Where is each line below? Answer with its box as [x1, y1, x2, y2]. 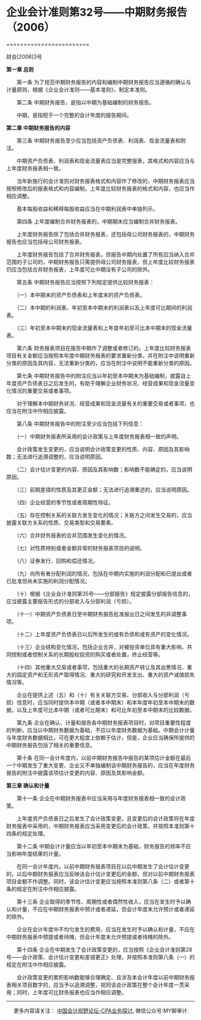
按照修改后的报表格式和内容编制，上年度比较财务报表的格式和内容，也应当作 [6, 185, 195, 192]
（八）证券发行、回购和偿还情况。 [16, 557, 98, 564]
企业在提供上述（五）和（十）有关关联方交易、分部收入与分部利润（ [16, 691, 184, 698]
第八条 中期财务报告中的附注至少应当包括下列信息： [16, 420, 144, 427]
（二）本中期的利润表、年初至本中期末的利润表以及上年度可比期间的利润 [16, 304, 193, 311]
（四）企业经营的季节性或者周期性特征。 [16, 499, 114, 506]
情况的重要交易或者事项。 [11, 387, 75, 394]
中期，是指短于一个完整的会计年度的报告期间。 [16, 111, 132, 119]
